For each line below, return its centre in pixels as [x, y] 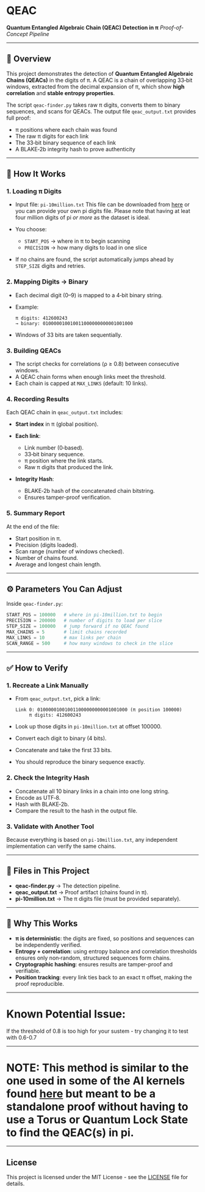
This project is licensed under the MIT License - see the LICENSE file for [97, 1177]
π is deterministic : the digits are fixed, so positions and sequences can [105, 938]
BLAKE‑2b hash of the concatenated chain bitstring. [89, 491]
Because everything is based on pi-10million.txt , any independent [92, 839]
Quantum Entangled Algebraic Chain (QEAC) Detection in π [82, 27]
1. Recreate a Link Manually [48, 685]
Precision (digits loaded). [46, 545]
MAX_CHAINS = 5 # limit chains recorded [67, 632]
